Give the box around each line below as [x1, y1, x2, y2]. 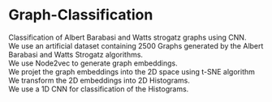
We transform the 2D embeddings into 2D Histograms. [8, 75, 191, 85]
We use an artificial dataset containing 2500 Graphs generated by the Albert [8, 40, 264, 50]
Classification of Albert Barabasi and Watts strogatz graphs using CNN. [8, 32, 247, 42]
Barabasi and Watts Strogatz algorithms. [8, 49, 144, 59]
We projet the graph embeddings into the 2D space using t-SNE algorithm [8, 66, 256, 76]
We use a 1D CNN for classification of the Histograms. [8, 83, 189, 94]
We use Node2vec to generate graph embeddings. [8, 58, 178, 68]
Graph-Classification [8, 6, 153, 24]
